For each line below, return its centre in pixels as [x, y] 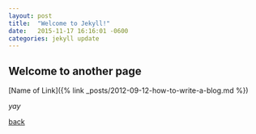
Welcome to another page [75, 71]
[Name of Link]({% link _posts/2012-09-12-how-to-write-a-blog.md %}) [128, 90]
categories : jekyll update [54, 38]
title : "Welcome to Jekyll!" [60, 23]
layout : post [30, 16]
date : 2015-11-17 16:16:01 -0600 [68, 31]
